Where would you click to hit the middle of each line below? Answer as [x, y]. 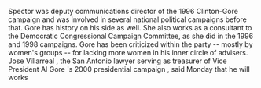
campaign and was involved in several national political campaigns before [128, 19]
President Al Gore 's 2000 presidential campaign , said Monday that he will [129, 69]
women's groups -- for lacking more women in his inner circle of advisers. [128, 53]
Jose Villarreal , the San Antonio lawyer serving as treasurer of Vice [118, 61]
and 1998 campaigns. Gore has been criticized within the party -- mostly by [130, 44]
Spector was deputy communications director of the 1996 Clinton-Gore [123, 11]
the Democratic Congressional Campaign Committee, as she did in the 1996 [131, 36]
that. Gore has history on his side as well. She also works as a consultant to [130, 28]
